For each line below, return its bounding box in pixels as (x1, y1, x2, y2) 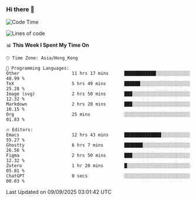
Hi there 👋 (6, 5, 35, 13)
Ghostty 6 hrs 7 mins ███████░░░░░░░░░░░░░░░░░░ (6, 142, 191, 148)
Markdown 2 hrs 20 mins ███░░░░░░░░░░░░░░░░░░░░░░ (6, 101, 191, 107)
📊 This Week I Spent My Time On (6, 42, 89, 49)
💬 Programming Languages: (6, 66, 69, 71)
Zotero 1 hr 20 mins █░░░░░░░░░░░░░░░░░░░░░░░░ (6, 163, 191, 169)
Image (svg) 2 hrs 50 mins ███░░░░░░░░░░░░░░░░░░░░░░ (6, 91, 191, 97)
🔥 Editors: (6, 127, 33, 133)
